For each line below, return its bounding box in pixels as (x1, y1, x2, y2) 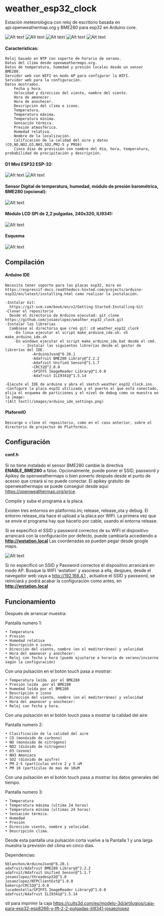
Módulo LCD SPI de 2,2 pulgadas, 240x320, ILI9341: (5, 211, 114, 217)
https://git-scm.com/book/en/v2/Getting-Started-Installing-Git (9, 304, 143, 309)
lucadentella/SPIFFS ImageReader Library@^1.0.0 (5, 887, 106, 892)
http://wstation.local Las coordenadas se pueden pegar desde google (5, 538, 148, 544)
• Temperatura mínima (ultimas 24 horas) (5, 807, 91, 812)
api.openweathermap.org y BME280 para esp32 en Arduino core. (5, 24, 137, 30)
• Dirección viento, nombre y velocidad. (5, 825, 91, 829)
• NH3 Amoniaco (5, 753, 36, 758)
